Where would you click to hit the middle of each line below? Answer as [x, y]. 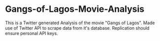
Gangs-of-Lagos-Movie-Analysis [75, 9]
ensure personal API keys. [32, 33]
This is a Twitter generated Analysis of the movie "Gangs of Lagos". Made [80, 23]
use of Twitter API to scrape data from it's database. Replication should [77, 28]
